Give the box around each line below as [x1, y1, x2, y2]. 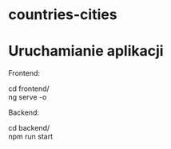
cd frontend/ [8, 84, 50, 93]
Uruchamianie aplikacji [8, 42, 164, 61]
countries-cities [8, 6, 117, 24]
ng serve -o [8, 92, 47, 102]
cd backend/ [8, 124, 50, 133]
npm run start [8, 131, 54, 141]
